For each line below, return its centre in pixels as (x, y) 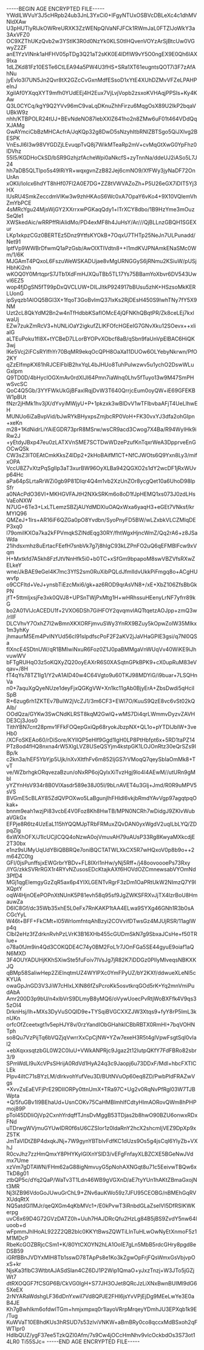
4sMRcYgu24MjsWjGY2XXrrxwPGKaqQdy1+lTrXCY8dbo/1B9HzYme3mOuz (100, 209)
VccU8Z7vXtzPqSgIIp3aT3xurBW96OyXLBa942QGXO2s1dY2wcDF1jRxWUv (101, 468)
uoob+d (16, 1225)
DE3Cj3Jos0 (22, 720)
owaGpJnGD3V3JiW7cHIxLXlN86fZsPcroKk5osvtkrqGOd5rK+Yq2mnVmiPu (100, 986)
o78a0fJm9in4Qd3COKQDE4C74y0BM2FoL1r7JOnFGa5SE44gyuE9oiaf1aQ (100, 947)
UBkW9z (17, 112)
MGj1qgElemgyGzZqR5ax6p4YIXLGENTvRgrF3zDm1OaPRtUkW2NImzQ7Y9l (101, 882)
